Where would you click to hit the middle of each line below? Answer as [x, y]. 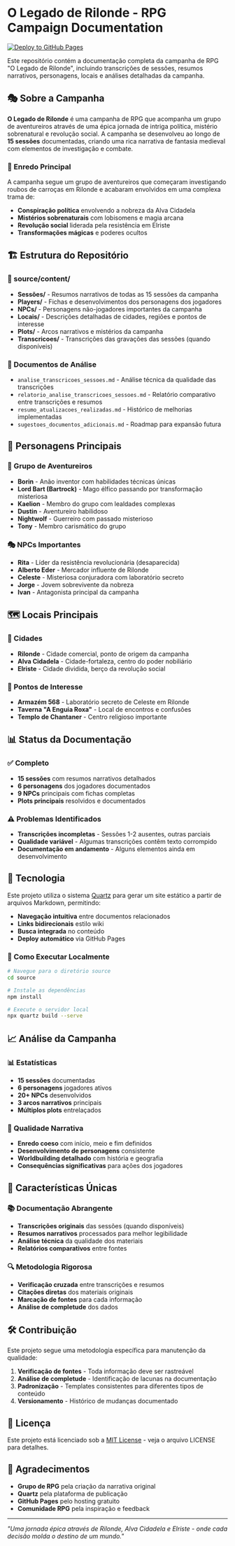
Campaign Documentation [85, 28]
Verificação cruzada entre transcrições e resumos [91, 1285]
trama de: [21, 197]
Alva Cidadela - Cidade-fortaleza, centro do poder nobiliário [105, 661]
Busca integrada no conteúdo [61, 931]
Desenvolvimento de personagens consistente [86, 1151]
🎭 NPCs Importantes [44, 544]
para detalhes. [28, 1447]
